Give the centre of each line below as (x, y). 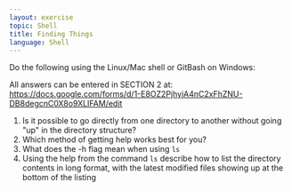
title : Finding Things (51, 34)
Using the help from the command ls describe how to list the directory (151, 159)
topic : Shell (33, 26)
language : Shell (39, 42)
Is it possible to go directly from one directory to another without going (152, 121)
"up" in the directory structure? (79, 131)
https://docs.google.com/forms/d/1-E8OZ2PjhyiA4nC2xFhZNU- (126, 94)
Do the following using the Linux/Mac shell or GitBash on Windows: (132, 68)
